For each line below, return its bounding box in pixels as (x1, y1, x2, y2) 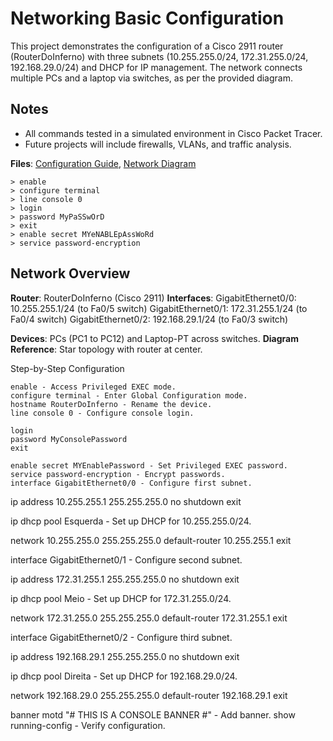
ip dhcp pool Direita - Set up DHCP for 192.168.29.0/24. (10, 670, 238, 682)
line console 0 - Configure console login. (10, 408, 195, 418)
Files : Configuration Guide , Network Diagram (10, 157, 197, 169)
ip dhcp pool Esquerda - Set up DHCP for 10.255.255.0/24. (10, 515, 252, 527)
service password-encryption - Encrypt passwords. (10, 469, 226, 479)
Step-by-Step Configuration (10, 362, 125, 374)
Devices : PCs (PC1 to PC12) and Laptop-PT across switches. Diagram (10, 332, 299, 344)
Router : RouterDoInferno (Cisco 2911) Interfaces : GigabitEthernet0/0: (10, 292, 297, 304)
